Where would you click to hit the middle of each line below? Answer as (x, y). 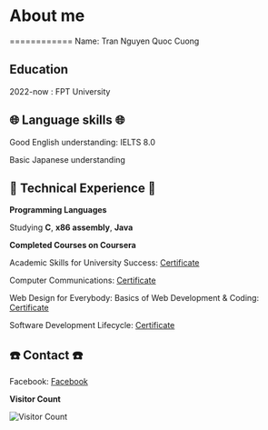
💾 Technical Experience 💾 (83, 188)
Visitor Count (35, 399)
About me (47, 16)
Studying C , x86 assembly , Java (71, 227)
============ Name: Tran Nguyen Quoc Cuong (104, 41)
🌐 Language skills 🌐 (67, 120)
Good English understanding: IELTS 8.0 (83, 142)
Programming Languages (58, 210)
